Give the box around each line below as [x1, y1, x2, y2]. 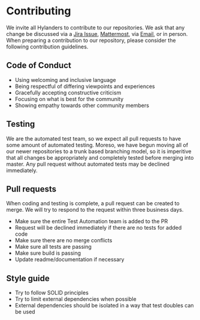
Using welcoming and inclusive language [14, 76, 116, 83]
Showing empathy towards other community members [14, 102, 150, 109]
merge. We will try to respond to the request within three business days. [6, 206, 184, 214]
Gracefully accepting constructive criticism [14, 89, 122, 96]
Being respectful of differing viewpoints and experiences [14, 83, 155, 90]
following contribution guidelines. [6, 43, 89, 50]
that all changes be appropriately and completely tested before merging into [6, 154, 194, 161]
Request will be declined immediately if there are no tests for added [14, 224, 182, 231]
